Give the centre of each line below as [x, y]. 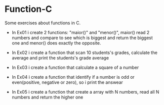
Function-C [28, 9]
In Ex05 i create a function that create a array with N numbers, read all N [85, 92]
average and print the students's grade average [60, 57]
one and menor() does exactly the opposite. [56, 43]
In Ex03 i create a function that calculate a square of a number [75, 67]
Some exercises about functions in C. [43, 23]
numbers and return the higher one [47, 97]
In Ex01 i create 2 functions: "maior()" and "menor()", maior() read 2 [81, 32]
